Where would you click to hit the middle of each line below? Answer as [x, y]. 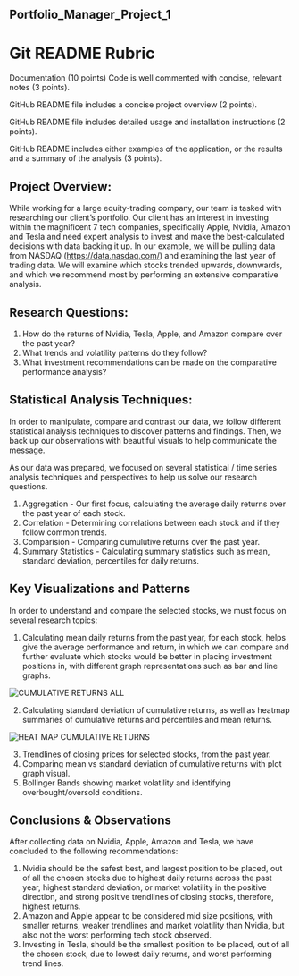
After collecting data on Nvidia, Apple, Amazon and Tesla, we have [132, 842]
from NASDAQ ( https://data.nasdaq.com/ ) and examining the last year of [143, 256]
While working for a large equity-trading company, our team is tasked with [146, 208]
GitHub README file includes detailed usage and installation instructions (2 [147, 122]
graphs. [36, 675]
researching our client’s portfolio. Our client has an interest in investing [139, 217]
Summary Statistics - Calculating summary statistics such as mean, [146, 551]
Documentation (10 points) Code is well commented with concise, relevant [146, 78]
